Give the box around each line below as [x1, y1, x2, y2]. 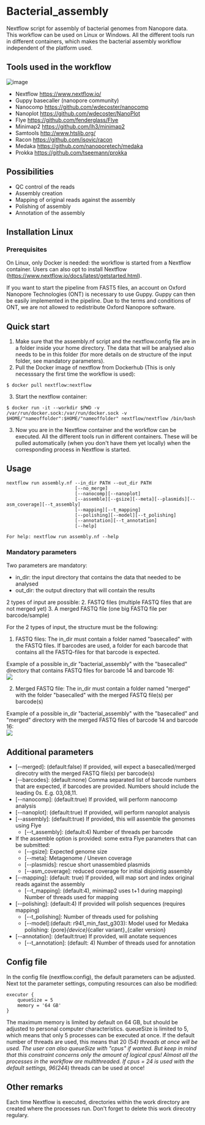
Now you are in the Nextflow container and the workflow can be [15, 427, 176, 434]
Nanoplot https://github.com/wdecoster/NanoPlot [15, 109, 141, 117]
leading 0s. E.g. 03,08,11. [15, 789, 78, 796]
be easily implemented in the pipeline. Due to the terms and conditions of [6, 297, 191, 304]
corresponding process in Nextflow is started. [15, 446, 131, 454]
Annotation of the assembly [15, 209, 85, 216]
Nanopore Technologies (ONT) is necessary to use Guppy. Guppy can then [6, 290, 196, 298]
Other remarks [6, 1082, 63, 1092]
